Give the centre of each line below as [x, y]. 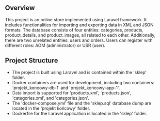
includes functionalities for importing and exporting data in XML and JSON [79, 25]
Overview [20, 8]
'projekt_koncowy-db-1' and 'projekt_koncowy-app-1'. [66, 88]
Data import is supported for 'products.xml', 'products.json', [72, 93]
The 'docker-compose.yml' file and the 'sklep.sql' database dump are [81, 103]
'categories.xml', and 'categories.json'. [51, 98]
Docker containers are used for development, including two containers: [83, 82]
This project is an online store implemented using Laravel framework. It [76, 19]
